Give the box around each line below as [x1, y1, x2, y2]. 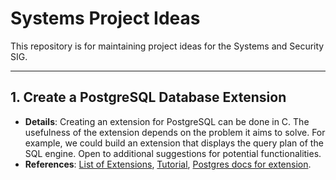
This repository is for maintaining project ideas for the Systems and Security [10, 40, 325, 52]
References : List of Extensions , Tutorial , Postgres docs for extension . [24, 158, 312, 170]
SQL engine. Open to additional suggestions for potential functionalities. [24, 147, 322, 159]
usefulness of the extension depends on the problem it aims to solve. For [24, 126, 326, 138]
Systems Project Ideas [10, 7, 201, 30]
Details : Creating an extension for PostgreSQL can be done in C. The [24, 115, 310, 127]
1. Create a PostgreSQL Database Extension [10, 89, 287, 106]
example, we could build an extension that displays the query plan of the [24, 137, 324, 149]
